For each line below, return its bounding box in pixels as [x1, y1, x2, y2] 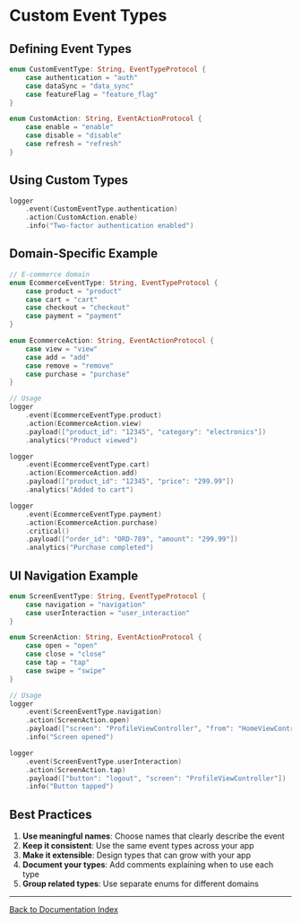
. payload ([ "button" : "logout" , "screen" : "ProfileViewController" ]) [25, 773, 287, 783]
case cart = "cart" [25, 295, 99, 304]
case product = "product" [25, 286, 123, 296]
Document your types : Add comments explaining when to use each [21, 859, 274, 870]
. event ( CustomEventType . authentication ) [25, 205, 178, 213]
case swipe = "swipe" [25, 666, 106, 675]
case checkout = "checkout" [25, 303, 130, 312]
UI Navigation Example [9, 568, 139, 583]
